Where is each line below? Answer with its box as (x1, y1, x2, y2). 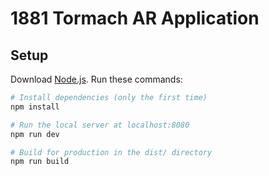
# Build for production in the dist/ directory (10, 147, 213, 157)
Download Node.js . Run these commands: (10, 73, 183, 85)
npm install (10, 102, 60, 112)
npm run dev (10, 129, 60, 139)
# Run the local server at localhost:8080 (10, 120, 190, 130)
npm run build (10, 157, 70, 167)
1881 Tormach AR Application (10, 7, 260, 30)
